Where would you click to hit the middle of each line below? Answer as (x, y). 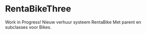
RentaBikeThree (38, 9)
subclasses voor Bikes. (28, 27)
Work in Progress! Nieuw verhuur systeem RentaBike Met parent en (73, 22)
